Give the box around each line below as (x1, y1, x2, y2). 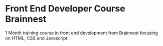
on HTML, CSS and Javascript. (5, 35, 69, 41)
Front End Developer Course (5, 3, 125, 14)
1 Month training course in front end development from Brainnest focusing (5, 30, 158, 36)
